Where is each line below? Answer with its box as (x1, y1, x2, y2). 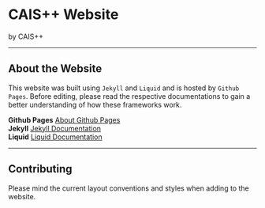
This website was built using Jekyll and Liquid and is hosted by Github (8, 83, 240, 93)
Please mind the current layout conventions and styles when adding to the (8, 183, 250, 193)
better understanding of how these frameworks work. (8, 100, 182, 109)
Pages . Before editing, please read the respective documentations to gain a (8, 91, 251, 100)
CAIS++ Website (8, 6, 119, 24)
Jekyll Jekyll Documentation (8, 123, 101, 133)
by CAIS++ (8, 32, 43, 41)
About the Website (8, 62, 103, 76)
